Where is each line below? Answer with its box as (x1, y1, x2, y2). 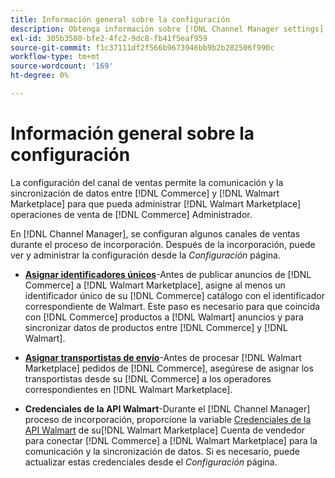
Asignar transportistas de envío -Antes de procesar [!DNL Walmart (24, 351, 302, 363)
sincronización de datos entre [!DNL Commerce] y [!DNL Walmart (10, 187, 280, 199)
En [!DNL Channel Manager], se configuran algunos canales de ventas (10, 227, 301, 240)
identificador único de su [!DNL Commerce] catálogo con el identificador (24, 289, 325, 301)
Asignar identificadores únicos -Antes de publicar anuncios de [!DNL (24, 268, 312, 280)
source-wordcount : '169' (10, 61, 114, 71)
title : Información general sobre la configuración (10, 14, 230, 25)
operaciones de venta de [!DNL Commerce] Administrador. (10, 208, 253, 220)
